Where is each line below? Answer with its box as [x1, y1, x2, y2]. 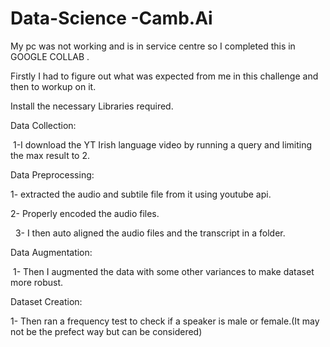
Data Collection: [10, 119, 77, 131]
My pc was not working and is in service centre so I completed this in [10, 40, 296, 52]
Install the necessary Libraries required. [10, 100, 174, 112]
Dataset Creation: [10, 295, 83, 307]
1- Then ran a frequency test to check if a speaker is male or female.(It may [10, 315, 320, 327]
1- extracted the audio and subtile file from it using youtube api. [10, 188, 272, 200]
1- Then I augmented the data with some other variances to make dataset [12, 265, 315, 277]
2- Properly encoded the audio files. [10, 207, 160, 219]
